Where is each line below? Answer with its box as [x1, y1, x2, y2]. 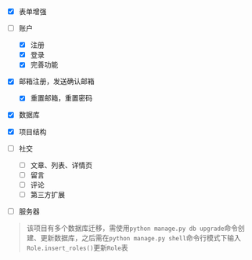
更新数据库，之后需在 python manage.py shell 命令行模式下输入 [40, 233, 242, 242]
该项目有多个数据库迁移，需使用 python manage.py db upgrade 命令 [26, 223, 239, 233]
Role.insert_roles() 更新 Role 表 [26, 243, 128, 252]
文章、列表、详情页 [30, 160, 93, 170]
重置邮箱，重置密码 [30, 93, 93, 103]
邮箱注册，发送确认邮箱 [18, 77, 95, 86]
